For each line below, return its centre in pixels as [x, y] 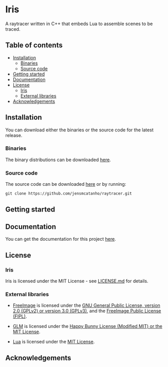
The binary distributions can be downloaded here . [58, 160]
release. [14, 135]
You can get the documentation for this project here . [61, 239]
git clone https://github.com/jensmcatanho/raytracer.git [69, 194]
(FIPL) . [20, 316]
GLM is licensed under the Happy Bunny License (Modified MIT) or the [88, 326]
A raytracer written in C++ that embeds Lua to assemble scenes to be [79, 24]
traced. [13, 29]
